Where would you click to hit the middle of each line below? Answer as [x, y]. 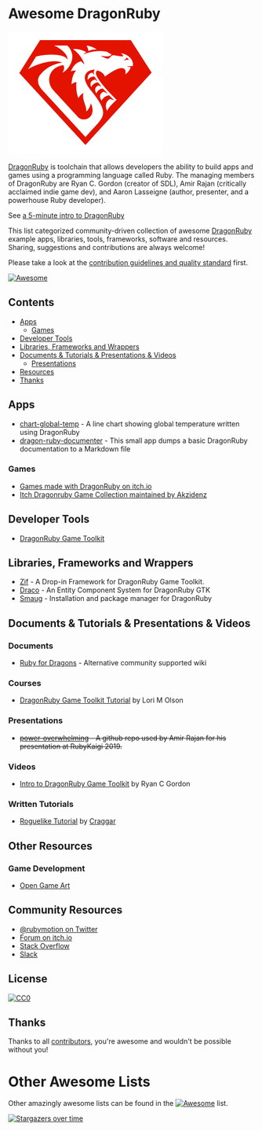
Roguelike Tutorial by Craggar [67, 821]
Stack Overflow [45, 945]
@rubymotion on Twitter [58, 929]
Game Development [47, 868]
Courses [25, 683]
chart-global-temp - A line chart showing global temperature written [129, 424]
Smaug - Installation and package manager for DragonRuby [116, 599]
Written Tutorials [41, 804]
